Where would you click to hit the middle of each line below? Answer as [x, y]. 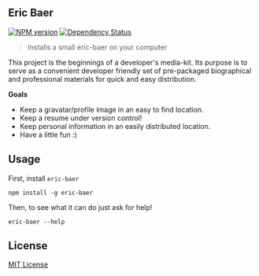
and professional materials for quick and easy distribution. [102, 79]
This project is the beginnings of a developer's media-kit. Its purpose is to [128, 62]
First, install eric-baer [44, 178]
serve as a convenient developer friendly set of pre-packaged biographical [130, 71]
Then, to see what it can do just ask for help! [80, 207]
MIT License [28, 265]
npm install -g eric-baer [50, 193]
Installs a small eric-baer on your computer [97, 47]
